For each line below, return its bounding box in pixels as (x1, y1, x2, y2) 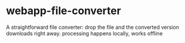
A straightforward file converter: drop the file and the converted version (6, 24, 179, 31)
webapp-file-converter (6, 4, 122, 18)
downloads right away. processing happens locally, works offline (6, 29, 163, 37)
